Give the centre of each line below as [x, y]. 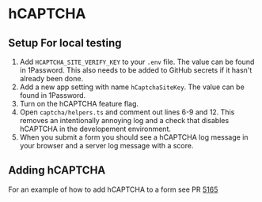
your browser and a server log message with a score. [106, 146]
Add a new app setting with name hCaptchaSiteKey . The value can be [132, 87]
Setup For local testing [65, 43]
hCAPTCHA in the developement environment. [95, 129]
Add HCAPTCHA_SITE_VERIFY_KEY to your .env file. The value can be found [137, 62]
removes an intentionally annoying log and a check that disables [124, 120]
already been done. [51, 79]
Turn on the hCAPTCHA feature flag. [79, 104]
